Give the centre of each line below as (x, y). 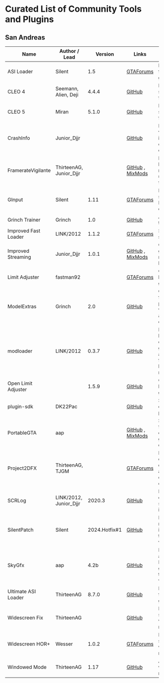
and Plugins (30, 19)
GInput (15, 200)
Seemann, (67, 89)
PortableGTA (22, 433)
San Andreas (25, 37)
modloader (20, 351)
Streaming (19, 257)
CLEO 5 (16, 112)
